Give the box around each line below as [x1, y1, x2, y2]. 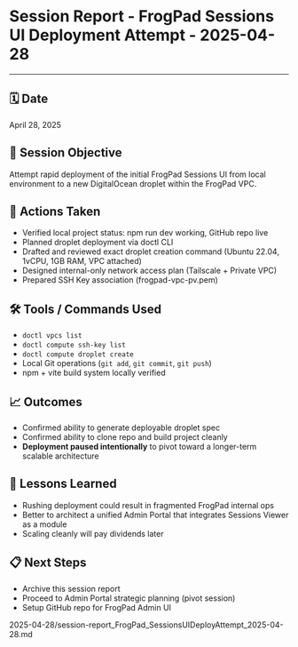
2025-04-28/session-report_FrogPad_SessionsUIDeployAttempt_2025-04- [9, 619, 284, 630]
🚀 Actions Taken [9, 204, 101, 219]
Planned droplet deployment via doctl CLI [21, 237, 174, 248]
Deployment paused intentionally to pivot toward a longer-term [21, 442, 257, 451]
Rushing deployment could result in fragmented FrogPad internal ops [21, 499, 275, 510]
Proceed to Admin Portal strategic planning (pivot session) [21, 593, 236, 603]
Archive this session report [21, 583, 121, 594]
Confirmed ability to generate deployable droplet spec [21, 422, 220, 433]
